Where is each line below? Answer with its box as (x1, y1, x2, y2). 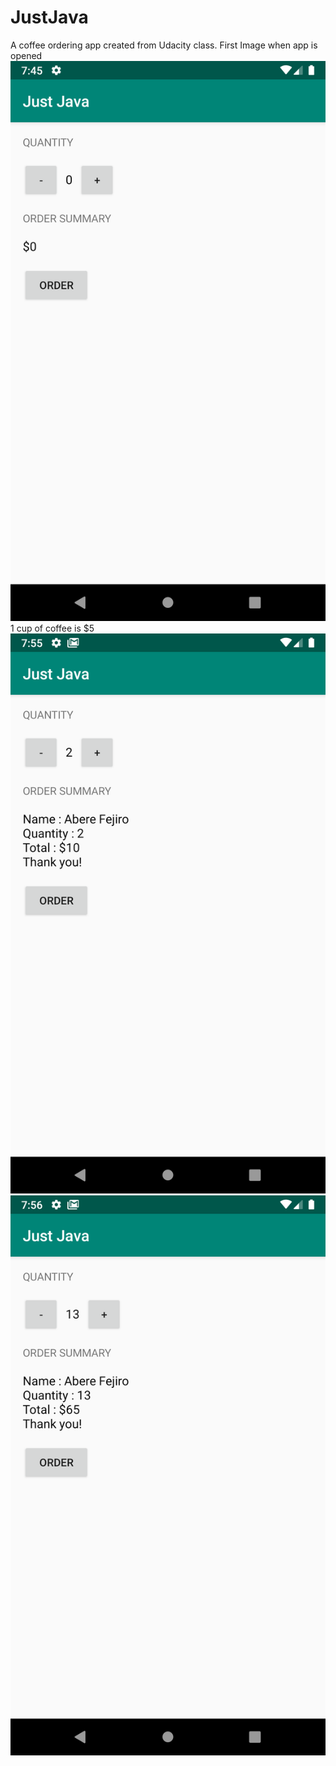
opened (10, 49, 43, 61)
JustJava (10, 6, 89, 29)
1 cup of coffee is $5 (10, 622, 95, 634)
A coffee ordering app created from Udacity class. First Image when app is (10, 39, 318, 51)
